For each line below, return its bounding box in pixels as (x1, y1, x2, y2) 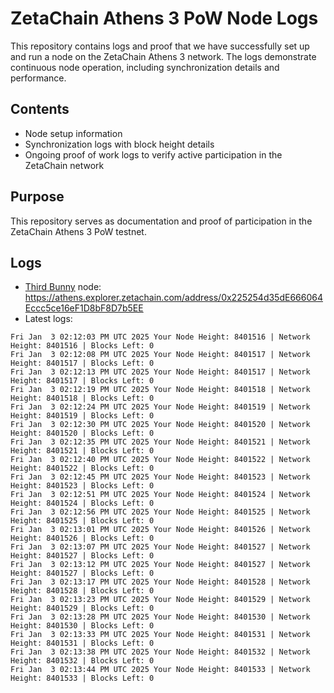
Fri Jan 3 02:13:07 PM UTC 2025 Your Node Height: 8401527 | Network (10, 542, 311, 552)
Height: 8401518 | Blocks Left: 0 (10, 393, 155, 404)
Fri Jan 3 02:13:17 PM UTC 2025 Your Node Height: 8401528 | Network (10, 577, 311, 587)
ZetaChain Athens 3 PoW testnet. (10, 225, 147, 237)
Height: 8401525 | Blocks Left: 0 (10, 516, 155, 526)
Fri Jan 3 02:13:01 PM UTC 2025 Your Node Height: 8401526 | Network (10, 525, 311, 535)
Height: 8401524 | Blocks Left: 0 (10, 498, 155, 509)
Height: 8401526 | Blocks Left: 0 (10, 533, 155, 544)
